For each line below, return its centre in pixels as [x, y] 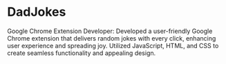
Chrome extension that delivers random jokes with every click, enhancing [112, 38]
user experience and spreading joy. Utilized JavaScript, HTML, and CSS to [113, 45]
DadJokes [37, 12]
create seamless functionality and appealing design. [82, 53]
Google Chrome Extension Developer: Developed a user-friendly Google [110, 31]
